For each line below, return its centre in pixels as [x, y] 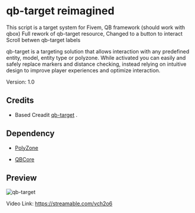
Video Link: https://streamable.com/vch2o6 [59, 204]
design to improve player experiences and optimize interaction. [83, 70]
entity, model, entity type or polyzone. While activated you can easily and [96, 58]
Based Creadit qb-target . [46, 115]
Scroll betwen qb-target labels [43, 40]
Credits [20, 101]
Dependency [30, 134]
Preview [22, 178]
